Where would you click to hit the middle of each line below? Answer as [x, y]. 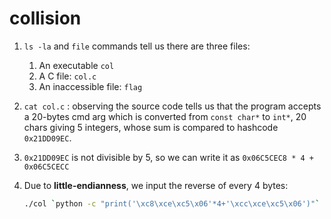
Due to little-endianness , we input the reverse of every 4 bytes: [156, 185]
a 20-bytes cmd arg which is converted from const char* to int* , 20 [165, 116]
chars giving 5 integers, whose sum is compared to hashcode [151, 127]
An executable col [76, 65]
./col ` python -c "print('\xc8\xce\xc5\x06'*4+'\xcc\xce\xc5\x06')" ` [172, 203]
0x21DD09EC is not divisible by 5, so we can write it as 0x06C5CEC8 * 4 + [168, 157]
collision [45, 18]
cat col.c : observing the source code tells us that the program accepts [172, 106]
